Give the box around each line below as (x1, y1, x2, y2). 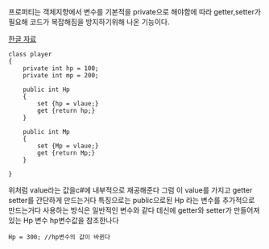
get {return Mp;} (37, 149, 95, 157)
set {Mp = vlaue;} (37, 142, 99, 150)
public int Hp (23, 85, 70, 93)
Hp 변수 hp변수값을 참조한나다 (23, 216, 119, 225)
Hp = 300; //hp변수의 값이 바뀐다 (8, 233, 111, 241)
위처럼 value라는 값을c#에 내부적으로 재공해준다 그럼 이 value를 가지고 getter (8, 185, 253, 195)
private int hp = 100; (23, 64, 99, 73)
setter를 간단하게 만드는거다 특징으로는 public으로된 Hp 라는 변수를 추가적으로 (8, 196, 255, 205)
